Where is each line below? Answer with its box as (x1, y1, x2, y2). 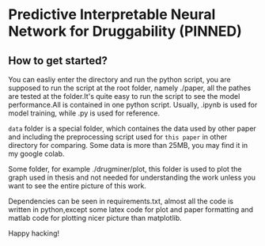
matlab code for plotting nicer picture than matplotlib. (8, 214, 182, 222)
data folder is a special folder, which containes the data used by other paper (8, 124, 257, 133)
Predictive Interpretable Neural (8, 6, 216, 24)
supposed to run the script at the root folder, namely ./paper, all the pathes (8, 83, 252, 93)
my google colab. (8, 149, 65, 158)
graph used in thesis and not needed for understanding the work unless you (8, 172, 256, 182)
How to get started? (8, 54, 108, 67)
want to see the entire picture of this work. (8, 181, 146, 191)
